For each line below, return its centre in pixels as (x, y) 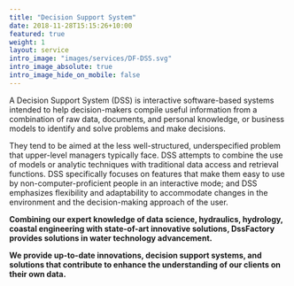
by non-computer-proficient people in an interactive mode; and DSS (133, 183)
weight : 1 (27, 42)
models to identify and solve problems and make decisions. (117, 128)
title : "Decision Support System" (73, 17)
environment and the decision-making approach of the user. (119, 202)
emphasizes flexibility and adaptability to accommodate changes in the (139, 192)
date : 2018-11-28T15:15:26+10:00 (71, 26)
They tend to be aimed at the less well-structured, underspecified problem (145, 145)
